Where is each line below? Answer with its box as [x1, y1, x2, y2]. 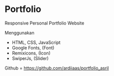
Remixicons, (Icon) [11, 50, 51, 56]
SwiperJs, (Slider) [11, 55, 49, 61]
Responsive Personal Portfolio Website [4, 20, 84, 26]
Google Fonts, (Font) [11, 44, 54, 50]
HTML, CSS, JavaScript [11, 39, 61, 45]
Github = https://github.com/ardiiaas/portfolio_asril [4, 65, 109, 71]
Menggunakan [4, 29, 34, 35]
